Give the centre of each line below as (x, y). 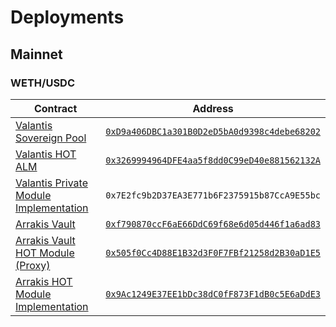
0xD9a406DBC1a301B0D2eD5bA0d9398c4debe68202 (213, 131)
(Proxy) (33, 265)
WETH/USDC (43, 83)
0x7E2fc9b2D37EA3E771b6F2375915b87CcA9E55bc (213, 195)
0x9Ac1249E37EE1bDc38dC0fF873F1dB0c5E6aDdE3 (213, 294)
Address (213, 108)
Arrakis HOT (44, 281)
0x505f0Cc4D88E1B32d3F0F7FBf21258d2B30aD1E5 (213, 252)
